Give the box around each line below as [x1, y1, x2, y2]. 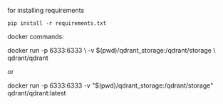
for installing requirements [7, 6, 85, 14]
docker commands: [7, 32, 64, 41]
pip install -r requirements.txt [7, 20, 107, 27]
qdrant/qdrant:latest [7, 89, 66, 97]
